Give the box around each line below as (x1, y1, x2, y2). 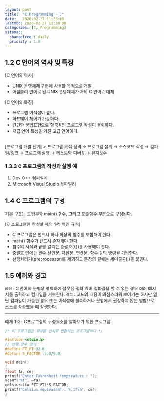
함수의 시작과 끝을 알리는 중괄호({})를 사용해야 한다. (12, 244, 111, 249)
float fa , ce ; (5, 369, 34, 374)
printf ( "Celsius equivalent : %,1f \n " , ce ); (5, 387, 97, 392)
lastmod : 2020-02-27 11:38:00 (5, 21, 67, 26)
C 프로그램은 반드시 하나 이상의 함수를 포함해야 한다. (12, 231, 112, 237)
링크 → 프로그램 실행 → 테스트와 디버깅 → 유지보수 (10, 150, 107, 156)
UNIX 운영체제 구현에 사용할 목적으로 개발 (12, 83, 92, 89)
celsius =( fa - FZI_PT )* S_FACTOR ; (5, 382, 69, 388)
